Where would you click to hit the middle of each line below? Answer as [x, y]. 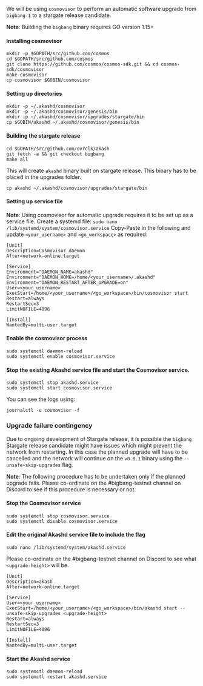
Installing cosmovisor [34, 41]
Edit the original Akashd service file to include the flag [76, 535]
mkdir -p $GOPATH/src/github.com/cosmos [58, 54]
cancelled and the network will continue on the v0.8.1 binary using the [95, 458]
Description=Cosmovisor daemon [46, 251]
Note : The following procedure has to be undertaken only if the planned [96, 476]
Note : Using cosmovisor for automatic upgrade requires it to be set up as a [100, 215]
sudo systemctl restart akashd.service [57, 677]
